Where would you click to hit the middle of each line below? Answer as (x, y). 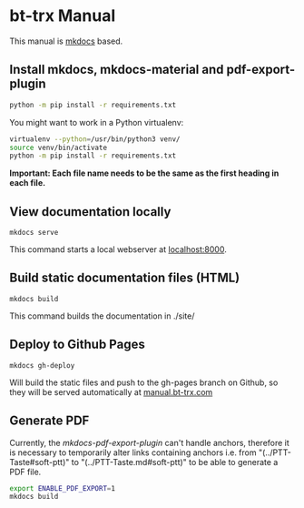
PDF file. (25, 472)
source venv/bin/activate (58, 147)
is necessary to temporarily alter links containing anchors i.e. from (133, 452)
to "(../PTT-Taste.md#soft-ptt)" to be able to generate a (175, 462)
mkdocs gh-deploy (42, 365)
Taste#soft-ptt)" (39, 462)
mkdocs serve (34, 233)
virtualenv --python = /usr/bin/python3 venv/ (95, 139)
